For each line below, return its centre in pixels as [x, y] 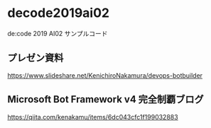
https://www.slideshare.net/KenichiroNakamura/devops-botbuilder [105, 75]
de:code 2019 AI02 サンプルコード [58, 33]
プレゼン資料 [36, 58]
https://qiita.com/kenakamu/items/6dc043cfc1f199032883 [93, 117]
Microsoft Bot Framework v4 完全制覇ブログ [105, 99]
